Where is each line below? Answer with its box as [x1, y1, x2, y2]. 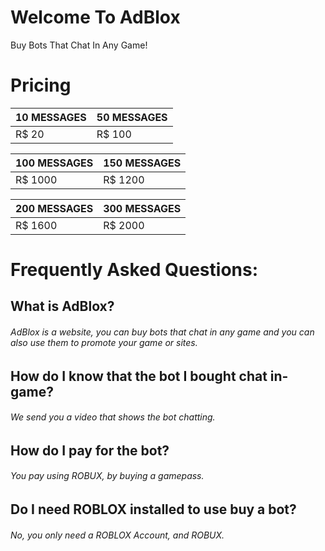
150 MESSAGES [103, 156, 182, 170]
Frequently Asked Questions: [10, 259, 259, 281]
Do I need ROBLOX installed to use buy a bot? [10, 501, 297, 518]
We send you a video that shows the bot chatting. [10, 411, 216, 423]
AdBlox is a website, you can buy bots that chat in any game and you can [10, 326, 315, 338]
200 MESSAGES [15, 201, 94, 215]
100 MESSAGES [15, 156, 94, 170]
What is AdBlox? [10, 298, 115, 315]
